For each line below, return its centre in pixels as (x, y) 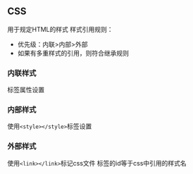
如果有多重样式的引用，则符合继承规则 (73, 53)
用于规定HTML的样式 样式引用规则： (60, 29)
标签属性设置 (26, 90)
